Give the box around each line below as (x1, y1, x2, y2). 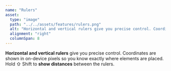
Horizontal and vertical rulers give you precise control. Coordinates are (5, 50, 156, 56)
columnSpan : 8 (10, 36, 40, 41)
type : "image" (10, 17, 40, 22)
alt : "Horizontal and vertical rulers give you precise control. (10, 27, 152, 32)
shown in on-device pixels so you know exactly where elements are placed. (5, 55, 164, 61)
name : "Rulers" (5, 7, 38, 13)
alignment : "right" (10, 31, 51, 36)
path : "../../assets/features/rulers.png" (10, 21, 101, 27)
